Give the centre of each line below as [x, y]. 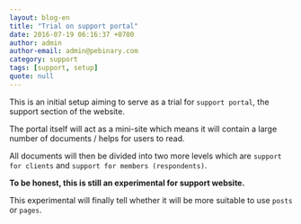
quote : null [31, 76]
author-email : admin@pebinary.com [74, 51]
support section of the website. [67, 111]
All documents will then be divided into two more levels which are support [146, 156]
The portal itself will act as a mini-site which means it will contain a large [143, 129]
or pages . [26, 210]
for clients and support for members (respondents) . [108, 165]
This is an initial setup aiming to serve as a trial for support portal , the [139, 102]
